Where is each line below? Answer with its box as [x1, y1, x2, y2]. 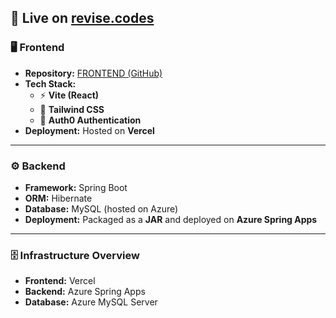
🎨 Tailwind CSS [39, 103, 105, 115]
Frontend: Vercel [24, 275, 96, 287]
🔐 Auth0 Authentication [39, 114, 142, 126]
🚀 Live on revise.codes [10, 10, 155, 27]
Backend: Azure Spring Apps [24, 286, 146, 298]
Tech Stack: [24, 77, 77, 90]
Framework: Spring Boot [24, 181, 128, 193]
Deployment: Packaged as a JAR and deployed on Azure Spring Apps [24, 213, 318, 225]
